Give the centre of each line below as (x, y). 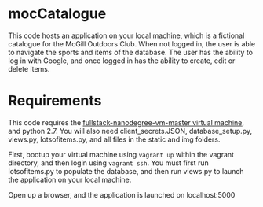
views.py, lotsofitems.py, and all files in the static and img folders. (114, 139)
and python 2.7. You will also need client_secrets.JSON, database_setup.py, (130, 131)
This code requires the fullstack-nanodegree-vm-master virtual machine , (126, 122)
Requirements (55, 101)
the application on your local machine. (70, 179)
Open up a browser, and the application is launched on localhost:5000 (122, 194)
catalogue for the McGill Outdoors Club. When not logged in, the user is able (132, 43)
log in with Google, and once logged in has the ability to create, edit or (122, 61)
